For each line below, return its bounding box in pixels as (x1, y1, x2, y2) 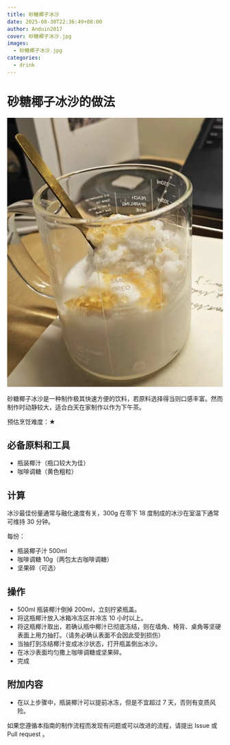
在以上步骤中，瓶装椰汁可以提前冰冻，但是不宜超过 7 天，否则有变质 (16, 698, 210, 706)
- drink (13, 62, 36, 69)
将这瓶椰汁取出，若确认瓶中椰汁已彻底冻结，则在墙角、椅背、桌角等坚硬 (16, 622, 221, 631)
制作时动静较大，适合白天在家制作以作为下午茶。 (7, 403, 145, 411)
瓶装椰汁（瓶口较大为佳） (16, 459, 90, 467)
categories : (7, 55, 41, 62)
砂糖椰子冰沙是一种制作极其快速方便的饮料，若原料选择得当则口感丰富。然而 (7, 394, 223, 402)
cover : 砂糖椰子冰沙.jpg (7, 33, 72, 40)
